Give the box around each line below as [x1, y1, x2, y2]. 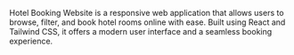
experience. [9, 35, 53, 46]
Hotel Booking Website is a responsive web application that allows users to [9, 8, 284, 18]
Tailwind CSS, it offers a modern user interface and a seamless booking [9, 27, 273, 36]
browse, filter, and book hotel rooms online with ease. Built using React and [9, 17, 286, 27]
